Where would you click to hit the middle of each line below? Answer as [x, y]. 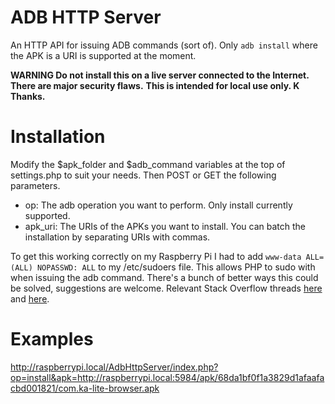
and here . [30, 298]
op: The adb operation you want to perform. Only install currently [158, 205]
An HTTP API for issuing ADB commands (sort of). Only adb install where [164, 45]
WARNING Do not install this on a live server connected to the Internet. [160, 75]
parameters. [35, 185]
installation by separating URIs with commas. [117, 237]
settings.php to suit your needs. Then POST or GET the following [143, 175]
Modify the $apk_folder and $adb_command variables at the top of [148, 164]
